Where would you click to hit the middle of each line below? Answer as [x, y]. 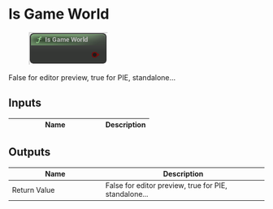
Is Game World [59, 14]
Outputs [30, 152]
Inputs [25, 103]
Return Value [33, 190]
